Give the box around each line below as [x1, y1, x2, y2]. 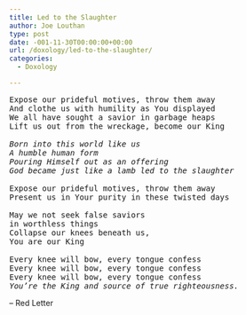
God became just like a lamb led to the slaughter [9, 165, 234, 176]
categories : [9, 54, 53, 63]
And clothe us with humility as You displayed [9, 103, 216, 114]
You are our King [9, 236, 84, 247]
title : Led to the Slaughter [9, 12, 117, 22]
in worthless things [9, 218, 99, 229]
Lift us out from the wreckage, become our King [9, 121, 225, 131]
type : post [9, 29, 50, 38]
